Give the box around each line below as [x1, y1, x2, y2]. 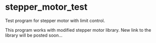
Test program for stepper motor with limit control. [5, 18, 105, 23]
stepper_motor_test [5, 1, 88, 13]
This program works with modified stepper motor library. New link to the [5, 27, 152, 33]
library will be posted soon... [5, 32, 63, 38]
